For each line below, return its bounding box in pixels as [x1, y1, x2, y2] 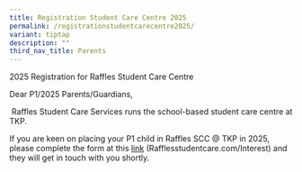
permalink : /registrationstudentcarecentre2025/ [9, 22, 195, 31]
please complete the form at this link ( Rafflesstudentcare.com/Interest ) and [9, 143, 288, 154]
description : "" [9, 38, 70, 48]
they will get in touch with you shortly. [9, 152, 150, 163]
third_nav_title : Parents [9, 47, 106, 56]
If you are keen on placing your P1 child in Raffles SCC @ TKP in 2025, [9, 133, 270, 144]
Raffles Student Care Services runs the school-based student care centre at [11, 106, 293, 117]
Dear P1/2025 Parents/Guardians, [9, 89, 133, 100]
